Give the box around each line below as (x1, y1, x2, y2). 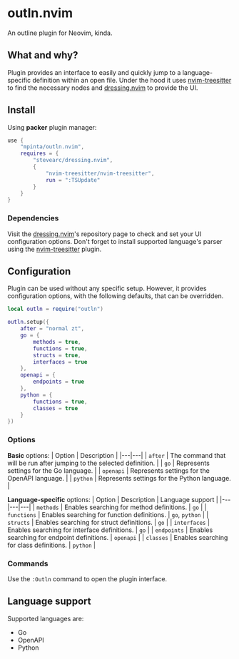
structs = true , (33, 352, 81, 359)
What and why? (7, 49, 78, 61)
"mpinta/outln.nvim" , (20, 143, 84, 150)
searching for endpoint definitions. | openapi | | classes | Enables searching (7, 533, 228, 541)
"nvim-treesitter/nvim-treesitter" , (45, 170, 155, 177)
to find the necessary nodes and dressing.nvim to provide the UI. (7, 83, 198, 92)
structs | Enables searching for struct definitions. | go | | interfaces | (7, 518, 210, 526)
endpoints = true (33, 378, 84, 386)
